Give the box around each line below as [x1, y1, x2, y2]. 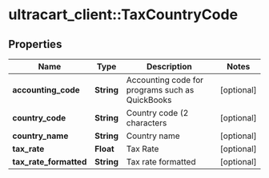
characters [126, 117, 167, 129]
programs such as [126, 85, 195, 95]
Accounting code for [126, 74, 204, 85]
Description [147, 61, 192, 72]
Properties [8, 38, 62, 51]
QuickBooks [126, 94, 172, 105]
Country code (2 [126, 108, 189, 118]
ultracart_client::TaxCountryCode [8, 6, 239, 24]
